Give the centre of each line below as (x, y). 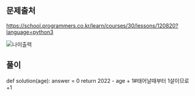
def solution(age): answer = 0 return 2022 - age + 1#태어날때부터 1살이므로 (98, 80)
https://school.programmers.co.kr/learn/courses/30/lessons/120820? (92, 25)
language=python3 (30, 32)
